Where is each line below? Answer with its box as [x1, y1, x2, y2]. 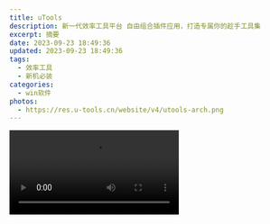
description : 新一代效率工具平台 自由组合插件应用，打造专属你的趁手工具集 [9, 22, 262, 31]
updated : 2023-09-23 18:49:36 [9, 47, 124, 56]
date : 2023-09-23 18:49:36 [9, 38, 111, 48]
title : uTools [9, 13, 63, 22]
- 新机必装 [17, 72, 53, 81]
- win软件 [17, 88, 51, 97]
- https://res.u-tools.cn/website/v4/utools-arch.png [17, 105, 224, 114]
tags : [9, 55, 30, 64]
